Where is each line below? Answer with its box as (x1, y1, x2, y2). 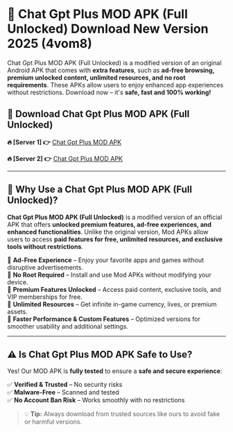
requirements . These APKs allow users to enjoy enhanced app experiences (7, 80, 224, 89)
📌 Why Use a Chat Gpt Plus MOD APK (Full (7, 184, 193, 196)
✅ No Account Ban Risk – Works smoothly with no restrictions (7, 396, 185, 404)
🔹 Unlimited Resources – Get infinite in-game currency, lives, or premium (7, 300, 217, 308)
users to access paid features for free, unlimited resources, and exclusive (7, 235, 223, 243)
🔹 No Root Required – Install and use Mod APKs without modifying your (7, 270, 212, 279)
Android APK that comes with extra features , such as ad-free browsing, (7, 66, 215, 74)
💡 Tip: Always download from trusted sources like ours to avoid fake (24, 410, 221, 418)
